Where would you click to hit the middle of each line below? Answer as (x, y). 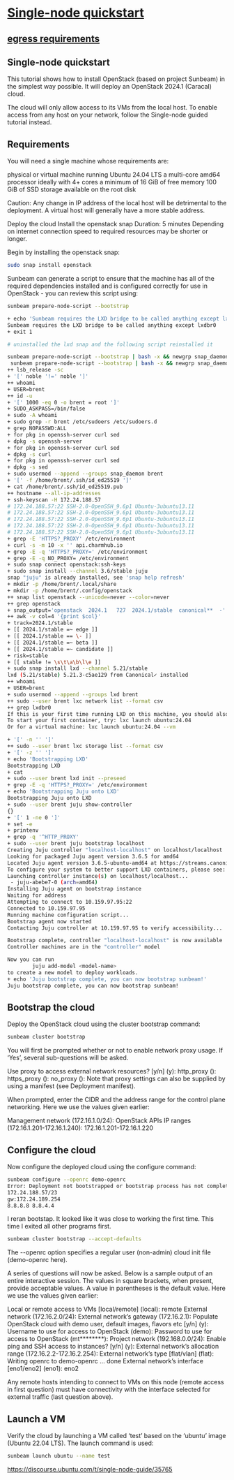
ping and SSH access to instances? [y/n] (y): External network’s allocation (113, 1347)
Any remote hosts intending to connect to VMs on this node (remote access (116, 1382)
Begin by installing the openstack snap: (64, 252)
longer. (17, 239)
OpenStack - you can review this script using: (72, 293)
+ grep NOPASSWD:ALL (37, 428)
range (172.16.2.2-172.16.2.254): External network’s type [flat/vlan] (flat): (111, 1354)
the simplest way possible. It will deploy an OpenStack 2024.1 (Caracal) (110, 87)
